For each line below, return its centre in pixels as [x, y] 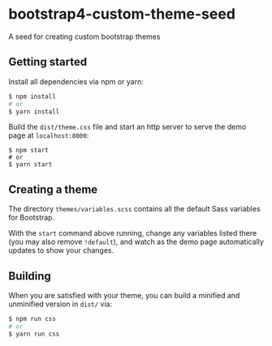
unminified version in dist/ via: [60, 304]
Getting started [48, 62]
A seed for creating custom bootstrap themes [84, 36]
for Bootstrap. [32, 218]
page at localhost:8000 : [49, 135]
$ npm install [32, 96]
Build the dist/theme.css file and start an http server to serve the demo [127, 127]
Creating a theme [53, 189]
